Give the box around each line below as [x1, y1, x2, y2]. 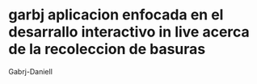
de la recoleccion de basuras [8, 40, 206, 58]
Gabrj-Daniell [8, 66, 53, 76]
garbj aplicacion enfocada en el [8, 6, 224, 24]
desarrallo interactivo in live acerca [8, 23, 251, 41]
